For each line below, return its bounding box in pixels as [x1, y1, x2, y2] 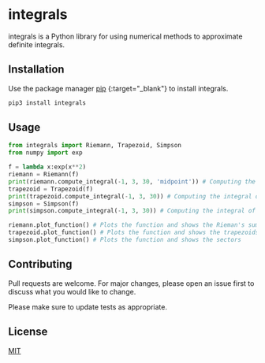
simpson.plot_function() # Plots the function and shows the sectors [8, 236, 242, 244]
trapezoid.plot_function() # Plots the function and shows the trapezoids [8, 228, 259, 237]
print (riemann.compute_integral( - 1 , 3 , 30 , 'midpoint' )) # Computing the [8, 177, 256, 186]
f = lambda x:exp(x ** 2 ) [8, 163, 87, 171]
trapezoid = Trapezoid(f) [8, 185, 93, 193]
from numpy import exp [8, 149, 83, 157]
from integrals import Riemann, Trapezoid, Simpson [8, 142, 181, 150]
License [8, 325, 48, 339]
